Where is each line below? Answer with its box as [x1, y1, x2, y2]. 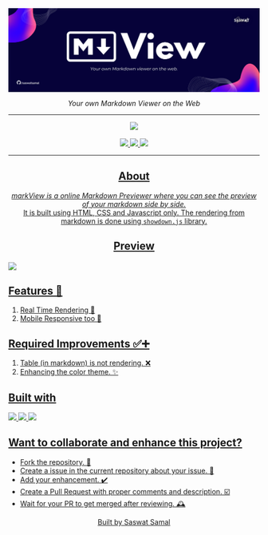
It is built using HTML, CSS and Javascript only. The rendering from [22, 208, 246, 217]
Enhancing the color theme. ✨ [19, 367, 119, 377]
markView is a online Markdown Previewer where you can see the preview [11, 191, 257, 200]
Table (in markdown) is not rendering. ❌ [19, 359, 152, 368]
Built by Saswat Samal [97, 517, 171, 526]
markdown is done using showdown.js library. [61, 216, 207, 226]
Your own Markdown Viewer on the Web [67, 98, 201, 108]
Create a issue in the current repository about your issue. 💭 [19, 466, 215, 475]
